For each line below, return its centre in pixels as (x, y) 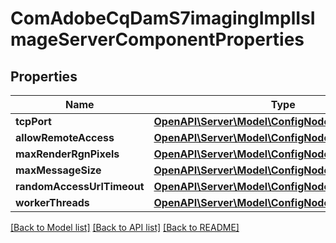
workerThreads (52, 202)
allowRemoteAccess (65, 137)
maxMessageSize (58, 170)
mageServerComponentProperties (157, 39)
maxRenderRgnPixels (67, 154)
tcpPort (33, 121)
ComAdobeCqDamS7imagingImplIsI (163, 18)
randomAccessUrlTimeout (80, 186)
